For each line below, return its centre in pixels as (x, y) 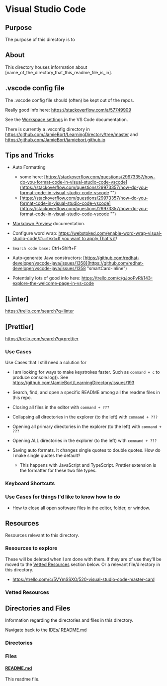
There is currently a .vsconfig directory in (48, 129)
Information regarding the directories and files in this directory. (69, 620)
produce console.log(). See (40, 378)
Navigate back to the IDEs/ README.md (46, 630)
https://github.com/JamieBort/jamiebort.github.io (55, 139)
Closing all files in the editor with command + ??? (61, 408)
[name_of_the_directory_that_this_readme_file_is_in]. (59, 72)
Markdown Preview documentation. (49, 224)
